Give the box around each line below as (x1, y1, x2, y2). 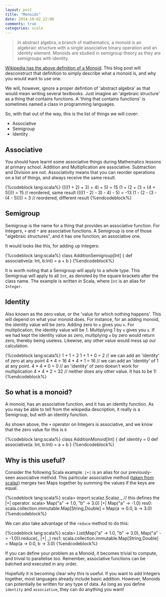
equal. (5, 485, 18, 491)
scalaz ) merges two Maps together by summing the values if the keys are (5, 480, 155, 486)
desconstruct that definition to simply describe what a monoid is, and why (5, 70, 156, 76)
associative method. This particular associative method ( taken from (16, 474, 154, 481)
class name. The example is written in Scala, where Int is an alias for (5, 278, 146, 284)
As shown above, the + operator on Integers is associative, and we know (5, 422, 153, 428)
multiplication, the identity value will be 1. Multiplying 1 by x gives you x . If (5, 327, 155, 333)
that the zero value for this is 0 (5, 427, 67, 433)
